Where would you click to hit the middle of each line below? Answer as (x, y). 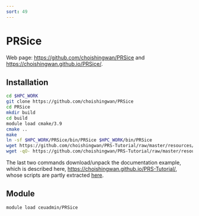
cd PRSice (18, 107)
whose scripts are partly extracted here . (55, 175)
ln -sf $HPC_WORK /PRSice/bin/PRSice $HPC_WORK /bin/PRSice (79, 140)
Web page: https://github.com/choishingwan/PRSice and (76, 58)
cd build (17, 118)
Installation (27, 82)
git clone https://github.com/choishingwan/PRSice (70, 101)
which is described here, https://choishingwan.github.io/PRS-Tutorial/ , (92, 169)
